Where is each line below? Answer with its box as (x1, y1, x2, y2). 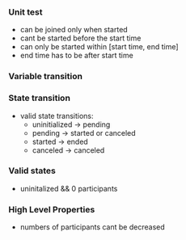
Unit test (8, 6, 43, 18)
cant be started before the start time (19, 33, 142, 43)
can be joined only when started (19, 25, 128, 35)
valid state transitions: (19, 111, 95, 120)
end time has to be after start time (19, 51, 133, 61)
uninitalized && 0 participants (19, 183, 118, 193)
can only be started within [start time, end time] (19, 42, 180, 52)
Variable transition (8, 71, 83, 82)
